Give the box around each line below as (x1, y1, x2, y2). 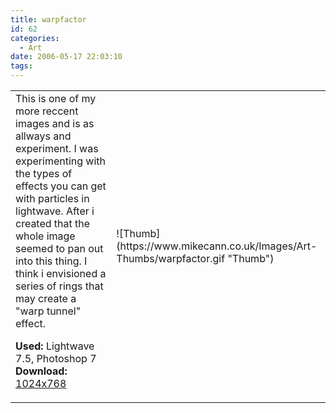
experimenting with (15, 154, 107, 168)
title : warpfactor (10, 14, 87, 25)
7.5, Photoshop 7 (15, 352, 97, 365)
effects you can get (15, 179, 107, 193)
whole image (15, 229, 76, 243)
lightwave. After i (15, 204, 95, 218)
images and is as (15, 117, 95, 130)
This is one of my (15, 92, 97, 105)
